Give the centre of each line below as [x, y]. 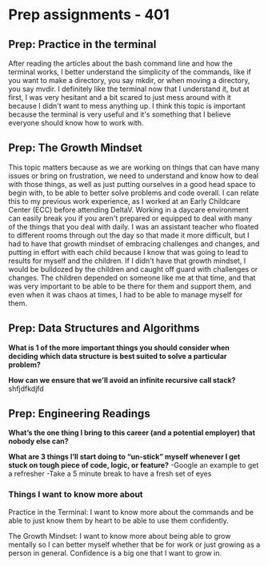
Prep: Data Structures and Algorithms [104, 328]
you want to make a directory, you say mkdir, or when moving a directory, [129, 80]
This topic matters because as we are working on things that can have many [134, 167]
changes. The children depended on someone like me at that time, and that [132, 277]
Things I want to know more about [76, 495]
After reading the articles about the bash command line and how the [121, 63]
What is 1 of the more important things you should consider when [119, 347]
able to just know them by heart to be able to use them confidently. [119, 520]
